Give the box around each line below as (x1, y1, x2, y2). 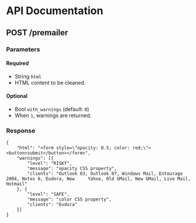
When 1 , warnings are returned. (14, 112, 92, 119)
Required (6, 60, 29, 67)
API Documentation (6, 4, 104, 18)
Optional (6, 92, 28, 99)
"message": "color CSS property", (27, 197, 112, 202)
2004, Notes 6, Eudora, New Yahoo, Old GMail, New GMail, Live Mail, (6, 176, 191, 182)
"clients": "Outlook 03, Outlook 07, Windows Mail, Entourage (27, 171, 183, 177)
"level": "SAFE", (27, 191, 69, 198)
